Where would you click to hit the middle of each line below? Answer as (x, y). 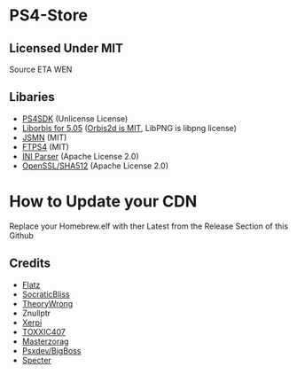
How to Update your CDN (103, 201)
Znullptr (36, 313)
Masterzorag (45, 341)
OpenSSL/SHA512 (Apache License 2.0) (95, 166)
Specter (36, 360)
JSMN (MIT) (44, 137)
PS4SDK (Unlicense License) (75, 118)
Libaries (32, 97)
